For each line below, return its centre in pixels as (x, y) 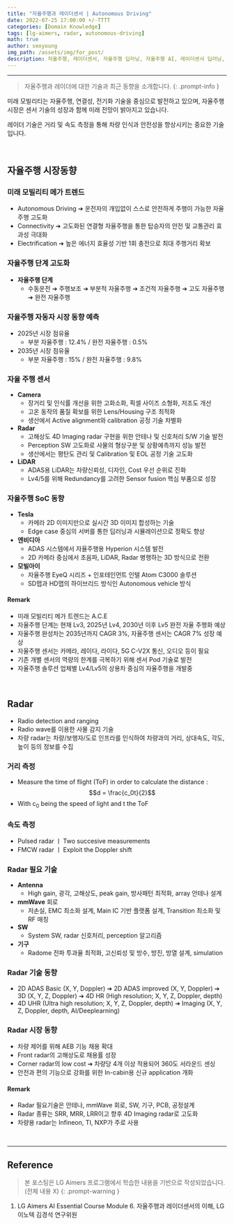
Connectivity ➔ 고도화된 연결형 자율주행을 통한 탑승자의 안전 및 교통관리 (116, 226)
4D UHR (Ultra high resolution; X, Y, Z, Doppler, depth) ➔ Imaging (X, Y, (120, 1003)
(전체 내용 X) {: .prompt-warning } (72, 1191)
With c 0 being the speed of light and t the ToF (83, 804)
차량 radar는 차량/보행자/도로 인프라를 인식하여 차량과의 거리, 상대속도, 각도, (121, 738)
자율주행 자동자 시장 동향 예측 (53, 317)
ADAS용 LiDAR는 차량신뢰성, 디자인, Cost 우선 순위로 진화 (107, 470)
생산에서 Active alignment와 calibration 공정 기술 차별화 (105, 420)
